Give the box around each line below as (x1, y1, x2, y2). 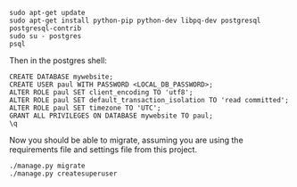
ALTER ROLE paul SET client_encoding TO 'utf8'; (9, 88, 194, 97)
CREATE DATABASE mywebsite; (9, 72, 114, 81)
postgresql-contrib (9, 24, 82, 33)
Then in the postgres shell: (9, 55, 107, 66)
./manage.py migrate (9, 161, 87, 170)
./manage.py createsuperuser (9, 169, 118, 178)
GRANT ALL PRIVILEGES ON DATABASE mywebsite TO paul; (9, 111, 214, 120)
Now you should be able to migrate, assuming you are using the (9, 134, 243, 145)
